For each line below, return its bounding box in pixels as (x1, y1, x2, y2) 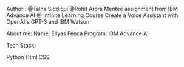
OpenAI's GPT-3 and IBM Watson (6, 18, 90, 25)
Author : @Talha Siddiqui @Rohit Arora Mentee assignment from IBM (6, 5, 178, 12)
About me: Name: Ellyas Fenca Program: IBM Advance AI (6, 30, 149, 37)
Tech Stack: (6, 42, 36, 49)
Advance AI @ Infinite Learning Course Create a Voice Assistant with (6, 12, 179, 19)
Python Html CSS (6, 54, 50, 60)
